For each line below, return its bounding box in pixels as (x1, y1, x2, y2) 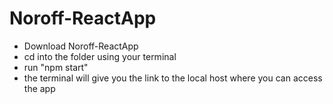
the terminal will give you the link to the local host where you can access (23, 72, 323, 84)
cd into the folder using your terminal (23, 50, 177, 62)
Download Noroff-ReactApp (23, 40, 139, 52)
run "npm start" (23, 61, 89, 73)
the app (23, 82, 56, 94)
